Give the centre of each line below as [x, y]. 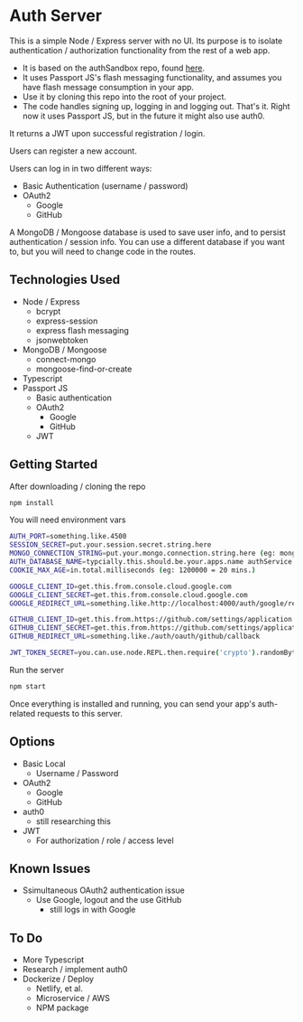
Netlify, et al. [60, 989]
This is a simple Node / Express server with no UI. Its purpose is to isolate [146, 41]
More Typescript [53, 960]
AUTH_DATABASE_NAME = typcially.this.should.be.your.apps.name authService [151, 562]
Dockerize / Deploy [58, 979]
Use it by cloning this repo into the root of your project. [124, 97]
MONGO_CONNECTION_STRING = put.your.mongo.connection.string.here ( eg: [143, 553]
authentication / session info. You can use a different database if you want [147, 241]
